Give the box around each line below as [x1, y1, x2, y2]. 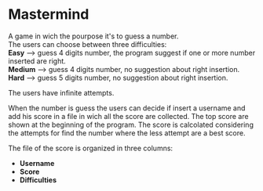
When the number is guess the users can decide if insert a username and [8, 103, 246, 113]
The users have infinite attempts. [8, 88, 115, 97]
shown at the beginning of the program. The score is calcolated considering [8, 120, 254, 129]
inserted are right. [8, 56, 67, 66]
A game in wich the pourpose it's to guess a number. [8, 31, 179, 41]
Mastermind [8, 5, 89, 23]
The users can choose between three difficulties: [8, 39, 167, 49]
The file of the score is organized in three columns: [8, 143, 174, 153]
